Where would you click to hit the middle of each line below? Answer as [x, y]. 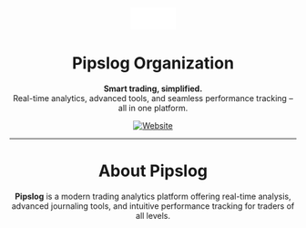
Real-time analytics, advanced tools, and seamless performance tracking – [153, 98]
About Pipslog [153, 171]
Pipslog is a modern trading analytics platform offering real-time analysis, [153, 196]
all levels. [153, 215]
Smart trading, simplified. [153, 88]
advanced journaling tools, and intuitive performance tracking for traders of [153, 206]
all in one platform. [153, 108]
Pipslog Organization [153, 63]
